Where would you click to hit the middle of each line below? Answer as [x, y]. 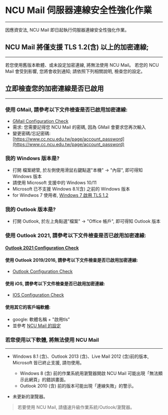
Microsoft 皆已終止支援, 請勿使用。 [48, 362]
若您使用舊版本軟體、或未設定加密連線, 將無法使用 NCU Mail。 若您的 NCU [82, 65]
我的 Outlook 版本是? [30, 210]
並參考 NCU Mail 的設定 [37, 325]
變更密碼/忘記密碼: [31, 133]
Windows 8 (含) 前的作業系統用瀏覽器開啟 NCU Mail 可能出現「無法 [89, 373]
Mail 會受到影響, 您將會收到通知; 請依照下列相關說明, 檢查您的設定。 [75, 71]
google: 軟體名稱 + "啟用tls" [41, 319]
